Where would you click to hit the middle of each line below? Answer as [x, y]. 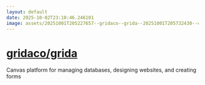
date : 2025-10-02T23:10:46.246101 [50, 18]
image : [15, 23]
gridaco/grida [42, 53]
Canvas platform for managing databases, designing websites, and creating [101, 70]
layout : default [27, 12]
